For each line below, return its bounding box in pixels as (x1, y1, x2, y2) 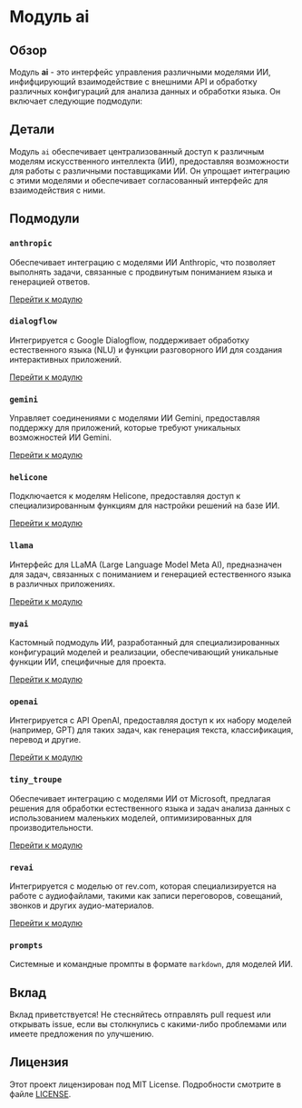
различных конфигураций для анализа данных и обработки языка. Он (9, 86, 281, 96)
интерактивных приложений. (9, 354, 122, 364)
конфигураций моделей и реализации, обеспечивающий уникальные (9, 646, 279, 657)
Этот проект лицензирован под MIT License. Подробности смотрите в (9, 1079, 281, 1090)
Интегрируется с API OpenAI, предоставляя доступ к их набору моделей (9, 715, 292, 726)
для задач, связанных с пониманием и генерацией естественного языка (9, 568, 292, 579)
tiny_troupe (9, 774, 63, 785)
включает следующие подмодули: (9, 95, 143, 106)
